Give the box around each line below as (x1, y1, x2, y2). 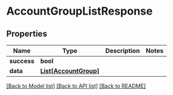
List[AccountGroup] (40, 67, 99, 75)
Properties (6, 29, 48, 39)
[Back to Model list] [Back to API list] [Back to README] (6, 82, 146, 90)
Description (105, 47, 140, 55)
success (9, 57, 35, 65)
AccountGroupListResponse (6, 4, 153, 18)
